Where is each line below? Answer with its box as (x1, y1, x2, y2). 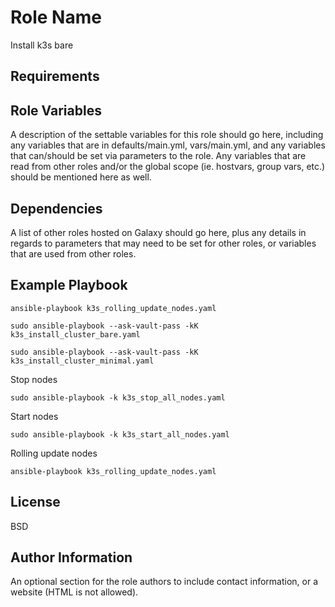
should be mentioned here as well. (10, 171, 152, 183)
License (10, 494, 61, 511)
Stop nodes (10, 373, 58, 385)
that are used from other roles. (10, 247, 137, 260)
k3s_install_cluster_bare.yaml (10, 329, 141, 340)
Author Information (10, 549, 133, 566)
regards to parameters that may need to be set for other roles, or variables (10, 237, 317, 249)
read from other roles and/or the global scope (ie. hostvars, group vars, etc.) (10, 161, 326, 173)
